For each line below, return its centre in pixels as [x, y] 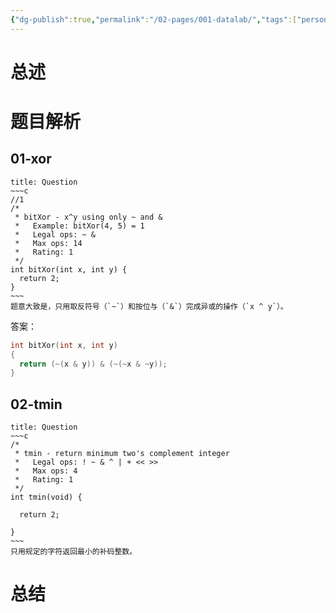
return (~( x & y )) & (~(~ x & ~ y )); [93, 364]
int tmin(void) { [46, 497]
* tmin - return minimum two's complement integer [122, 454]
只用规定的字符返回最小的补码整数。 [74, 552]
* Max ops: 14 [48, 243]
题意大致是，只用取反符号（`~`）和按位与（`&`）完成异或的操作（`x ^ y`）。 [149, 306]
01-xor [31, 159]
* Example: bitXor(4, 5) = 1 [79, 226]
